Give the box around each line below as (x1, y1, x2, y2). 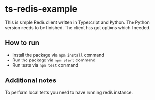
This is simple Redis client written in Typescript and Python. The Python (5, 20, 150, 25)
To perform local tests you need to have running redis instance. (5, 89, 133, 95)
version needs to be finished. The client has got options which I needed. (5, 24, 151, 30)
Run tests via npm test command (12, 62, 78, 68)
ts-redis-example (5, 3, 78, 15)
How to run (5, 39, 40, 47)
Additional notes (5, 77, 57, 85)
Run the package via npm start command (12, 57, 96, 63)
